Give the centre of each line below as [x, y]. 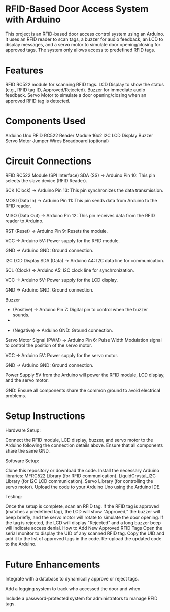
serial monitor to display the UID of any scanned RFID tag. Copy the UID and [85, 533]
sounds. [21, 315]
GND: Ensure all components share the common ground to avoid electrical [83, 390]
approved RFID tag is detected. [38, 101]
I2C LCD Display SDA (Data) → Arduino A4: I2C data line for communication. [85, 260]
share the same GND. [27, 450]
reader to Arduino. [24, 221]
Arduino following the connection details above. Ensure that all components [84, 445]
